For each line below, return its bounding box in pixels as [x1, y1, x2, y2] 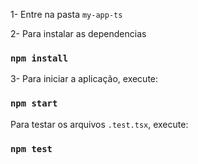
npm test [10, 143, 53, 154]
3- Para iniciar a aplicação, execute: [10, 73, 159, 85]
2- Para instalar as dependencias [10, 28, 147, 39]
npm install [10, 52, 69, 64]
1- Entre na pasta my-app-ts [10, 9, 123, 20]
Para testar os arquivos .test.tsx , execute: [10, 118, 189, 130]
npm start [10, 98, 58, 109]
